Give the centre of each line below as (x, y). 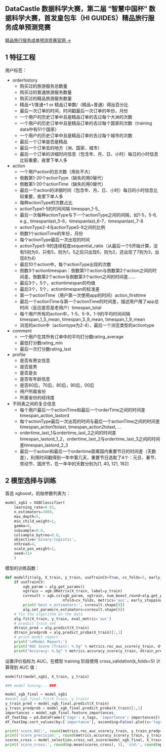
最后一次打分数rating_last (45, 349)
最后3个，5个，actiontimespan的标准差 (60, 289)
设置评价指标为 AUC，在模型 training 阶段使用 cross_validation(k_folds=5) (80, 661)
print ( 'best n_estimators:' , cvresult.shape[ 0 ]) (74, 605)
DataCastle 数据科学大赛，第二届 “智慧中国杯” (76, 9)
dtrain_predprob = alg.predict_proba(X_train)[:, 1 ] (68, 633)
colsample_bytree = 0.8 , (37, 535)
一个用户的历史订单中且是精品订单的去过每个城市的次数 (76, 135)
